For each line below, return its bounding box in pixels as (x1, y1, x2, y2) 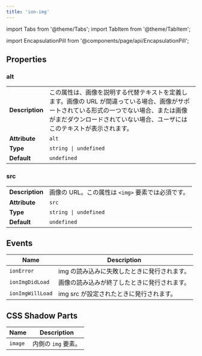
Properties (6, 55, 47, 65)
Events (6, 238, 33, 248)
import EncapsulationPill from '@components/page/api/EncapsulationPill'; (6, 37, 189, 44)
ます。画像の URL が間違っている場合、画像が (49, 97, 178, 106)
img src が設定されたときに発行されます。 (58, 290, 177, 298)
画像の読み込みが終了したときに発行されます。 (58, 278, 191, 287)
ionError (9, 268, 34, 274)
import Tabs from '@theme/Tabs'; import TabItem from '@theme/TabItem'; (6, 25, 191, 32)
